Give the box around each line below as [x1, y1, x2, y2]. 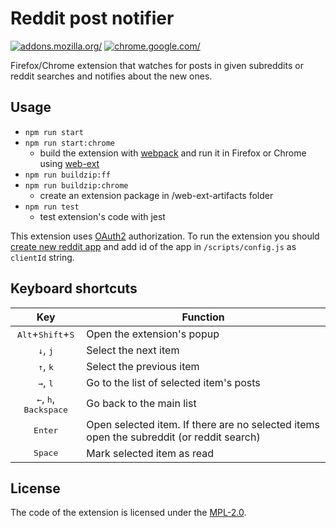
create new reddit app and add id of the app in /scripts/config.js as [10, 240, 297, 252]
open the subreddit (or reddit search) [86, 430, 261, 444]
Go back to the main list [86, 397, 197, 411]
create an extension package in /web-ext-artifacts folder [39, 189, 274, 201]
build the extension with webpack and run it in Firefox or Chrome [39, 147, 307, 159]
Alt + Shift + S [17, 327, 75, 341]
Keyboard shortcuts [10, 280, 138, 297]
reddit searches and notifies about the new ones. [10, 70, 213, 82]
